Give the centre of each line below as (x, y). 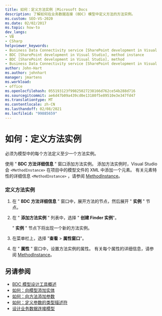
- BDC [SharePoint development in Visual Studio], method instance (75, 55)
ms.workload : (18, 82)
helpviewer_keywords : (27, 46)
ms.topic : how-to (23, 28)
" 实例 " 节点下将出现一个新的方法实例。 (52, 228)
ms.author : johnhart (26, 73)
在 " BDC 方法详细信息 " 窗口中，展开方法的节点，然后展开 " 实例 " (78, 201)
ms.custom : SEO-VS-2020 (29, 18)
